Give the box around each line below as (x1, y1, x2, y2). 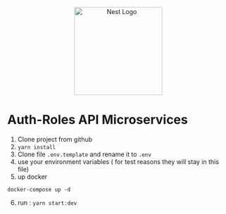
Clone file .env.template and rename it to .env (17, 150, 151, 158)
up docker (17, 172, 48, 181)
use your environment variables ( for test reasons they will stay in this (17, 157, 220, 165)
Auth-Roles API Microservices (7, 112, 188, 128)
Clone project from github (17, 134, 93, 144)
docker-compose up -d (7, 186, 71, 193)
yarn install (17, 144, 56, 151)
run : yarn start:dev (17, 198, 77, 207)
